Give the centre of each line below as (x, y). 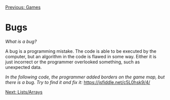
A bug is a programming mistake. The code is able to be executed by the (81, 51)
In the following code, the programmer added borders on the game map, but (85, 77)
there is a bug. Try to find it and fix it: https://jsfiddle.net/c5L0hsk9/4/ (78, 82)
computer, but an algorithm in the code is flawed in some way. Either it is (81, 56)
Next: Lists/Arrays (24, 92)
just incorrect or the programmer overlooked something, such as (73, 62)
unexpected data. (24, 67)
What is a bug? (21, 41)
